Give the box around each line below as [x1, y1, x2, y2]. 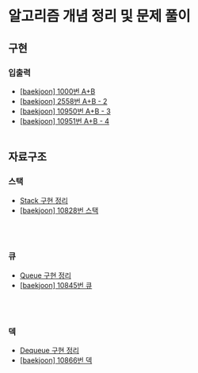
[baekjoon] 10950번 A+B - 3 [19, 106, 111, 116]
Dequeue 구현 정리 [19, 346, 79, 356]
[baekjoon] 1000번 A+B [19, 87, 96, 96]
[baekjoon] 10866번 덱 [19, 356, 93, 365]
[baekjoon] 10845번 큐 [19, 280, 93, 290]
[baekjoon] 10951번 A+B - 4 [19, 116, 109, 125]
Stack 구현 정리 [19, 195, 69, 205]
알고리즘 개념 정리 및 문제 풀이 [8, 7, 192, 25]
